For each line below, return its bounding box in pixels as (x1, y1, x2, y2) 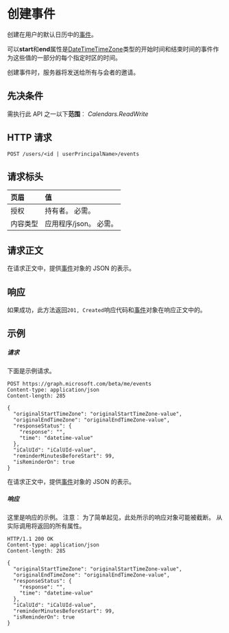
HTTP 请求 (7, 132, 53, 144)
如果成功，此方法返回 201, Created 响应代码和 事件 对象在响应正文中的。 (7, 306, 206, 313)
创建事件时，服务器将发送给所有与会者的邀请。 (7, 68, 139, 76)
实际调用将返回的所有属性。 (7, 522, 86, 530)
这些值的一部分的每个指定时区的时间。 (12, 53, 121, 62)
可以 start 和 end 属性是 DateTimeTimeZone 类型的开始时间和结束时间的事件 (7, 45, 213, 53)
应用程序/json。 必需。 (45, 219, 118, 229)
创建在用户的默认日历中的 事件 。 (7, 30, 97, 38)
